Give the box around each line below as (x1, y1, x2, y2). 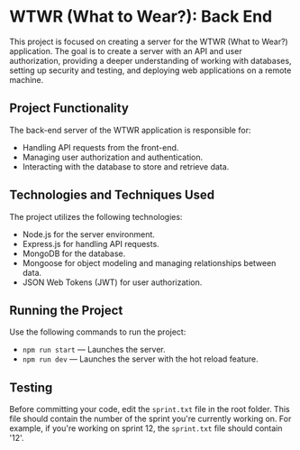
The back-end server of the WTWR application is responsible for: (9, 124, 251, 135)
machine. (9, 74, 44, 85)
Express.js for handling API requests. (22, 238, 159, 249)
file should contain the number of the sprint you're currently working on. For (9, 413, 292, 425)
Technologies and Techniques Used (9, 188, 215, 203)
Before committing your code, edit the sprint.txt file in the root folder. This (9, 404, 290, 415)
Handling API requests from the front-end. (22, 142, 179, 152)
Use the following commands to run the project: (9, 326, 186, 337)
